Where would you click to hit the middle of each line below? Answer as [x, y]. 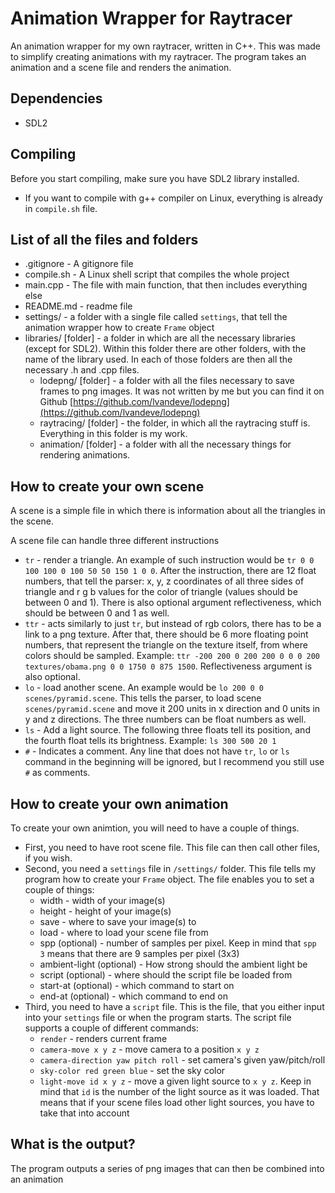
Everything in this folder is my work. [113, 434]
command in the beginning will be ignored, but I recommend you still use [174, 762]
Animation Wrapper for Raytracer [151, 18]
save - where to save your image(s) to [118, 921]
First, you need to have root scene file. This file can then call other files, [172, 847]
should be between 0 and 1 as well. [97, 613]
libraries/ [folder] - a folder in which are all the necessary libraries [160, 338]
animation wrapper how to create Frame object [119, 328]
